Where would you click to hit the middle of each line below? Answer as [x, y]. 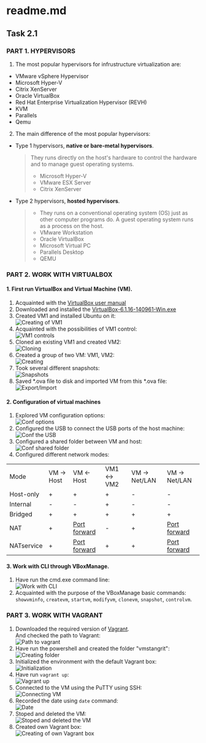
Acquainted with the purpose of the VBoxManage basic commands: [101, 593]
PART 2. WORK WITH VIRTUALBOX [59, 274]
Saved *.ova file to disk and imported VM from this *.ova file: [91, 381]
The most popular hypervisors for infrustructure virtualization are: [98, 64]
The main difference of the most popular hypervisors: [83, 133]
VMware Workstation [66, 232]
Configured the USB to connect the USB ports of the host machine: [100, 428]
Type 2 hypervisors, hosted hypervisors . [67, 201]
